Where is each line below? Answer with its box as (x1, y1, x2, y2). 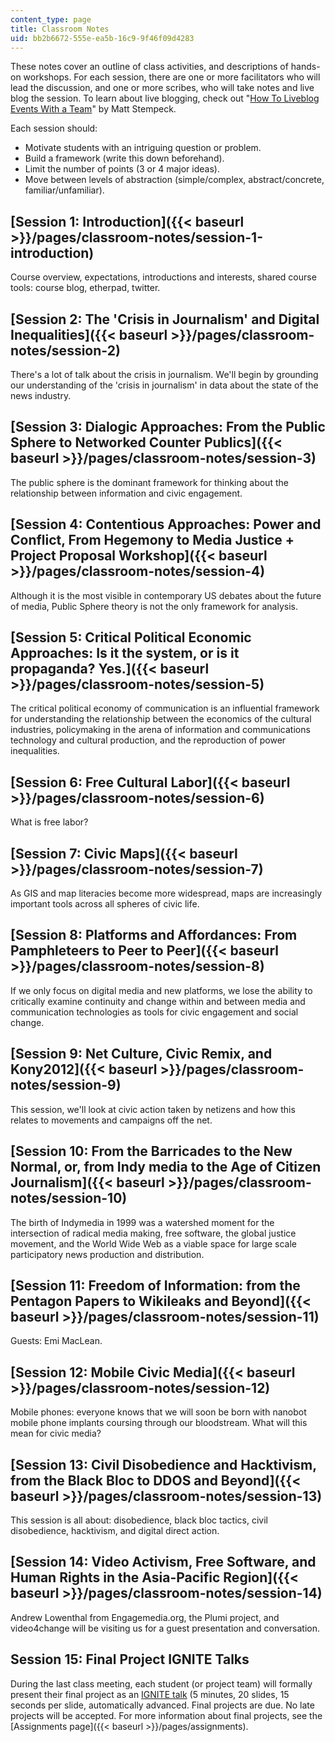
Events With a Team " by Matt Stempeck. (10, 103, 177, 115)
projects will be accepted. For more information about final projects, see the (10, 1709, 323, 1721)
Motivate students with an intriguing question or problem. (24, 142, 262, 154)
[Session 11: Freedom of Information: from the (10, 1277, 301, 1294)
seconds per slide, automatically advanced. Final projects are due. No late (10, 1699, 315, 1711)
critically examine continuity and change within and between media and (10, 995, 306, 1007)
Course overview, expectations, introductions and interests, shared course (10, 271, 317, 283)
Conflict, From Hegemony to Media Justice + (10, 532, 295, 549)
